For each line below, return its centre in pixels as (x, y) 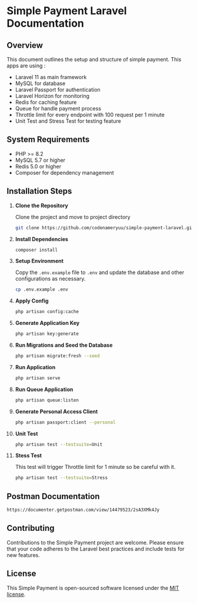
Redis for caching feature (46, 102)
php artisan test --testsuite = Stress (61, 478)
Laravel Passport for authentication (58, 89)
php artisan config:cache (47, 312)
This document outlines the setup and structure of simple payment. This (94, 59)
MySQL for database (40, 83)
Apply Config (32, 301)
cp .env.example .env (41, 290)
